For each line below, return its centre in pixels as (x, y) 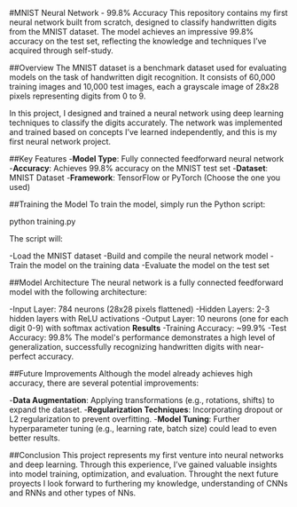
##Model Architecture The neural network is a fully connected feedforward (146, 282)
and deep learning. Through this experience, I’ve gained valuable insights (143, 464)
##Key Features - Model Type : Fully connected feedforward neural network (147, 158)
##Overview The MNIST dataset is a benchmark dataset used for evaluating (148, 67)
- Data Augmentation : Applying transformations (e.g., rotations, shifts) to (142, 400)
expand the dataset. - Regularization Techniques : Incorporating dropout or (146, 409)
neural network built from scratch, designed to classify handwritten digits (143, 22)
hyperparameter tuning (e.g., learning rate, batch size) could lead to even (143, 428)
